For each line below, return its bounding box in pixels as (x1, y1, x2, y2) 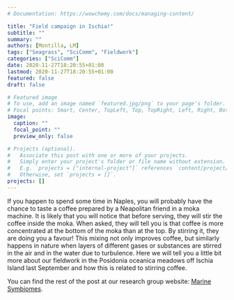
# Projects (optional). (7, 145, 77, 152)
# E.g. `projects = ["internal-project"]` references (7, 165, 173, 172)
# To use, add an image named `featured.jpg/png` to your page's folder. (7, 100, 226, 107)
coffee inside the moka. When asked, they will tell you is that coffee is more (7, 219, 224, 227)
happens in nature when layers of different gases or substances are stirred (7, 241, 221, 250)
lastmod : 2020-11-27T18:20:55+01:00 (7, 68, 114, 75)
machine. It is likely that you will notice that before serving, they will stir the (7, 211, 223, 220)
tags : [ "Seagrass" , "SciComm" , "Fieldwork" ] (7, 49, 139, 56)
